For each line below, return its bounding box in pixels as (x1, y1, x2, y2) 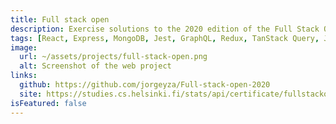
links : (10, 71, 38, 81)
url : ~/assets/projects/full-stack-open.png (19, 52, 208, 62)
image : (10, 42, 38, 53)
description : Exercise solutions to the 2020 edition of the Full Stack (10, 24, 320, 34)
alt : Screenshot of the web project (19, 61, 172, 71)
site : (19, 89, 43, 99)
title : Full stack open (10, 14, 110, 25)
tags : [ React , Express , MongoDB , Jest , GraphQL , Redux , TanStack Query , (10, 33, 320, 43)
